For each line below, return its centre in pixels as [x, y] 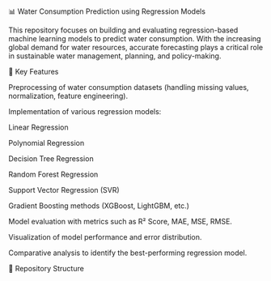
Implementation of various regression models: [85, 111]
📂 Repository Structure [47, 268]
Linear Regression [38, 127]
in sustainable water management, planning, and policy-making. [115, 56]
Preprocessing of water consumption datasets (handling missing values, [129, 87]
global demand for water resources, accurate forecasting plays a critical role [136, 47]
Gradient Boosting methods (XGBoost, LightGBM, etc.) [99, 206]
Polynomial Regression [47, 143]
